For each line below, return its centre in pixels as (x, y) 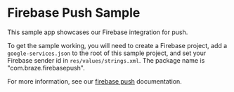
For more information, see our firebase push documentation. (95, 81)
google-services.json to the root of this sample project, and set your (107, 53)
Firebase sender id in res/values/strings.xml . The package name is (106, 60)
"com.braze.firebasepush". (46, 68)
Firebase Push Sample (74, 13)
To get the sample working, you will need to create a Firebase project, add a (117, 45)
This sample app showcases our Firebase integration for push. (98, 32)
